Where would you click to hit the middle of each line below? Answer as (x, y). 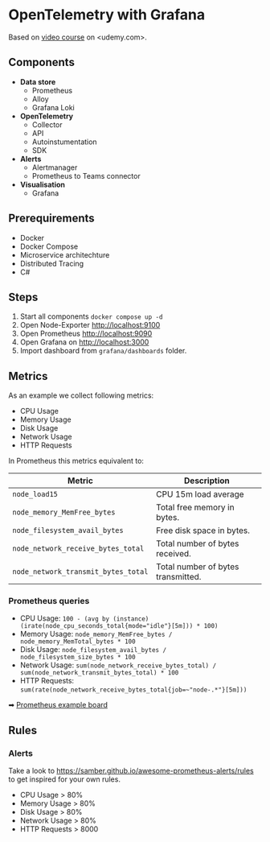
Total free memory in (195, 507)
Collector (47, 124)
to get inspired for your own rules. (64, 779)
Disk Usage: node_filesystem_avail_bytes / (93, 650)
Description (207, 481)
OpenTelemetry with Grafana (107, 15)
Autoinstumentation (65, 142)
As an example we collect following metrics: (81, 395)
